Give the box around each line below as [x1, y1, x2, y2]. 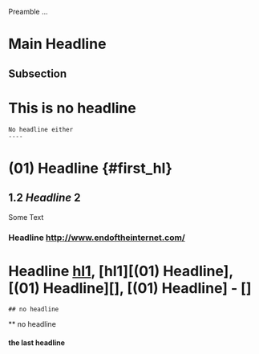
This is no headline [8, 99, 136, 117]
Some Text [8, 212, 44, 222]
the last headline [8, 337, 66, 348]
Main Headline [8, 35, 107, 53]
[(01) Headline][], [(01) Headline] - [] [8, 279, 252, 297]
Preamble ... [8, 7, 48, 16]
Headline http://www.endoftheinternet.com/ [8, 232, 186, 243]
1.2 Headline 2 [8, 191, 81, 205]
